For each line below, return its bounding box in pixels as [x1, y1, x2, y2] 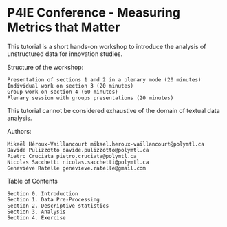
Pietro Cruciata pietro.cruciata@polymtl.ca [7, 152, 137, 159]
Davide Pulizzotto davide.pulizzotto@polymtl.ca [7, 146, 149, 153]
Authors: [7, 127, 32, 135]
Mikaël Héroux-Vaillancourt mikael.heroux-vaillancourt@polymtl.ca [7, 140, 205, 148]
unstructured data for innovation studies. [7, 50, 122, 58]
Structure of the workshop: [7, 63, 84, 71]
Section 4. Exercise [7, 214, 67, 221]
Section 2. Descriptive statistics [7, 202, 109, 209]
